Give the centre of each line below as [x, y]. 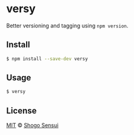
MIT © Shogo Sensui [32, 125]
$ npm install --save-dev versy [47, 59]
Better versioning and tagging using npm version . [67, 26]
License [22, 110]
